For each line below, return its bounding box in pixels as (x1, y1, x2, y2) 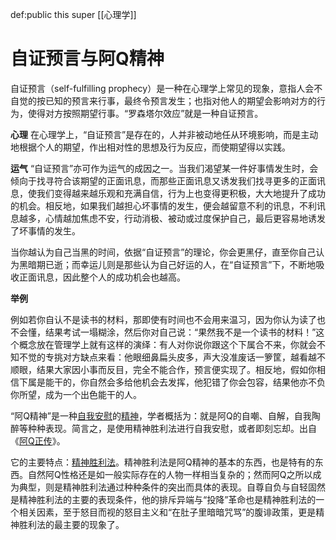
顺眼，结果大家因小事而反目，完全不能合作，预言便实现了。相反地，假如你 (10, 363, 317, 375)
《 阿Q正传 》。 (10, 434, 66, 447)
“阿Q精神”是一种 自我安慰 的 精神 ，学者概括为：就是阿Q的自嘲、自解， (10, 409, 295, 422)
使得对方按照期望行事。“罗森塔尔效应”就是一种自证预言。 (27, 107, 264, 119)
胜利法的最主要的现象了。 (18, 518, 125, 530)
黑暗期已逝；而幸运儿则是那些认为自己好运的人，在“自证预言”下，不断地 (18, 258, 317, 270)
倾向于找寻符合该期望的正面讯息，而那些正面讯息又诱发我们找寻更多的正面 (10, 174, 317, 187)
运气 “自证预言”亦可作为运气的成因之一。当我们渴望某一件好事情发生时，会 (10, 162, 319, 174)
